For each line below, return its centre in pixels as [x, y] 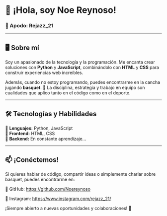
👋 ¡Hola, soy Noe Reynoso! [61, 10]
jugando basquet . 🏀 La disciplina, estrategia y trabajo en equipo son [75, 88]
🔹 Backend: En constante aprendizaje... [46, 139]
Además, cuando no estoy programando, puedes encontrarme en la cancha [83, 82]
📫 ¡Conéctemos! [32, 160]
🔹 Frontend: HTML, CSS [30, 134]
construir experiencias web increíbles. [44, 73]
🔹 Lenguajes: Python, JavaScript [39, 128]
